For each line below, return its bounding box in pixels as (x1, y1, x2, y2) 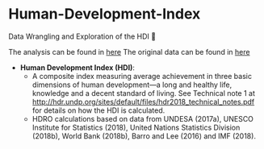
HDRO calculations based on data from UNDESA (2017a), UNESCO (31, 114, 254, 123)
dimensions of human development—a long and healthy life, (31, 80, 233, 89)
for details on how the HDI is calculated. (31, 106, 166, 115)
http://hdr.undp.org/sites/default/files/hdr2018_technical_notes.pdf (31, 97, 255, 106)
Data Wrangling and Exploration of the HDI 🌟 (8, 31, 156, 41)
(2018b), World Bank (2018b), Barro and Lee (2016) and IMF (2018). (31, 130, 257, 141)
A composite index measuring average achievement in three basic (31, 71, 253, 81)
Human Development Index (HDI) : (19, 62, 136, 72)
